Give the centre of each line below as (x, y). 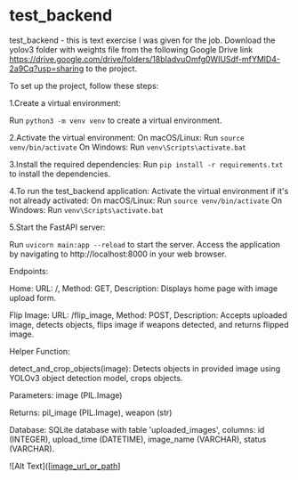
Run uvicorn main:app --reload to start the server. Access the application (145, 244)
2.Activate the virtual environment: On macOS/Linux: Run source (127, 137)
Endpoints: (29, 271)
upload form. (33, 297)
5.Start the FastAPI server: (57, 227)
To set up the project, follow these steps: (84, 85)
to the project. (112, 69)
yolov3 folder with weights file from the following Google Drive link (131, 49)
